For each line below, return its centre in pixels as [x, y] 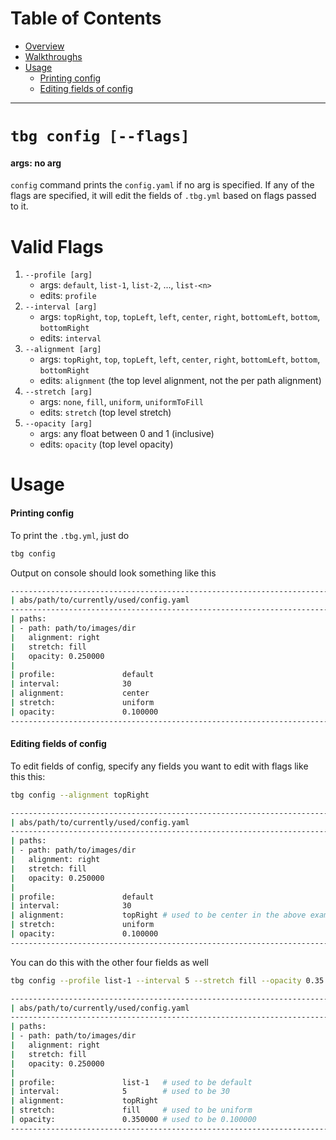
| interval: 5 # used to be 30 [120, 1092]
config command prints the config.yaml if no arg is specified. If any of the [162, 185]
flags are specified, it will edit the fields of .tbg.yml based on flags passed [163, 196]
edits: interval [70, 338]
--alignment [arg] [63, 350]
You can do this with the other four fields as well [109, 962]
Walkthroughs [53, 56]
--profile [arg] [58, 275]
